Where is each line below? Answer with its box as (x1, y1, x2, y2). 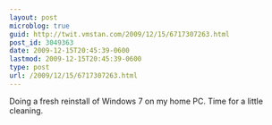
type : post (9, 63, 50, 72)
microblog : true (9, 21, 70, 30)
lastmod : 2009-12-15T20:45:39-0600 (9, 54, 142, 63)
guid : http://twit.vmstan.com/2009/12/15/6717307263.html (9, 29, 230, 38)
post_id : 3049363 (9, 37, 74, 47)
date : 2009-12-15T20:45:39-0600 (9, 46, 130, 55)
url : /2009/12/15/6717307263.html (9, 71, 139, 80)
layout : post (9, 12, 58, 22)
